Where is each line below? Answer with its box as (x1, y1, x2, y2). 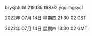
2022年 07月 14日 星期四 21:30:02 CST (5, 15, 86, 21)
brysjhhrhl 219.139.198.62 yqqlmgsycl (5, 5, 83, 10)
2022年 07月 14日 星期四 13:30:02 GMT (5, 25, 88, 31)
